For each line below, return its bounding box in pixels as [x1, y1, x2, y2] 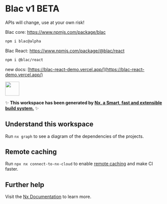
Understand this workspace [5, 120, 94, 128]
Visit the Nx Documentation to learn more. [5, 194, 91, 200]
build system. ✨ [5, 105, 39, 111]
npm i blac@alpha [5, 38, 41, 44]
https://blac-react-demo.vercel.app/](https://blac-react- [29, 66, 145, 72]
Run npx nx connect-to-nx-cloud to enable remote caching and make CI [5, 161, 153, 167]
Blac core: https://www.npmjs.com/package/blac [5, 29, 106, 35]
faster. [5, 166, 18, 172]
